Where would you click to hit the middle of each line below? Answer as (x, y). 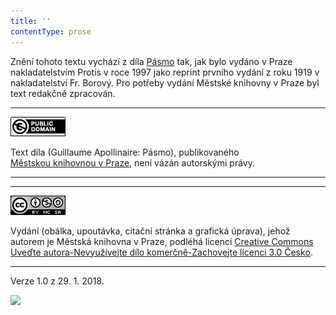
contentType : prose (51, 31)
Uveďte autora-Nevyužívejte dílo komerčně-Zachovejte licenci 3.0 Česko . (161, 252)
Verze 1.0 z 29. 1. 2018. (57, 281)
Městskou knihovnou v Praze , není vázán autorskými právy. (132, 162)
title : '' (31, 21)
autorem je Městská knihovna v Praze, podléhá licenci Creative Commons (162, 241)
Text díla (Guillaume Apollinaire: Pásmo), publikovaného (125, 152)
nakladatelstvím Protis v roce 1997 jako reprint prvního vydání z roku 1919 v (165, 72)
